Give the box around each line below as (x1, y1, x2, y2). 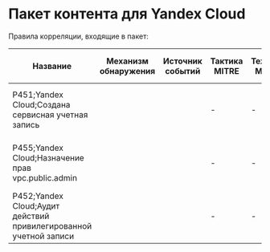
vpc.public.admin (12, 172, 78, 183)
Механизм (105, 55, 149, 67)
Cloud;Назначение (12, 152, 84, 163)
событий (164, 65, 201, 76)
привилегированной (12, 220, 92, 231)
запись (12, 119, 40, 130)
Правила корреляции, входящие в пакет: (8, 31, 149, 41)
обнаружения (99, 65, 156, 76)
